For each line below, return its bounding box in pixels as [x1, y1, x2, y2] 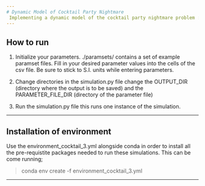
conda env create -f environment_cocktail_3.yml [21, 167, 143, 174]
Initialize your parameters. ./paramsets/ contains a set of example [15, 53, 180, 61]
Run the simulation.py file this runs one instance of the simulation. [15, 103, 181, 110]
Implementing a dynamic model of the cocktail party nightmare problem [9, 15, 195, 21]
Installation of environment [6, 126, 112, 137]
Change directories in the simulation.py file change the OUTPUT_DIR [15, 78, 188, 85]
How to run [6, 37, 49, 48]
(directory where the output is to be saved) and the [15, 85, 143, 92]
